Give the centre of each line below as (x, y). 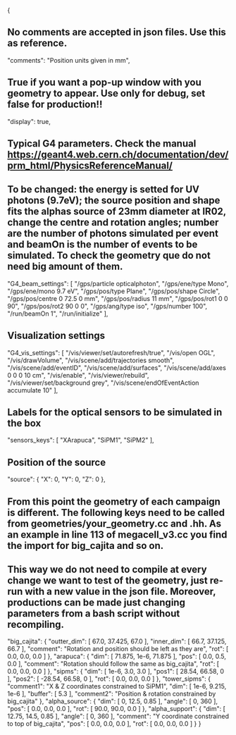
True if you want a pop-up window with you (105, 83)
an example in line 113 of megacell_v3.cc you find (117, 535)
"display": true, (29, 121)
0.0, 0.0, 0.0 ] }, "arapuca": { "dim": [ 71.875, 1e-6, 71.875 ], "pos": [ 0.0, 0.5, (117, 656)
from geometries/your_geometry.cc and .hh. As (114, 523)
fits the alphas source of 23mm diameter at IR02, (117, 212)
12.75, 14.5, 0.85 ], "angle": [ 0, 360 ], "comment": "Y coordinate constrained (118, 716)
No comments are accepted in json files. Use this (117, 32)
